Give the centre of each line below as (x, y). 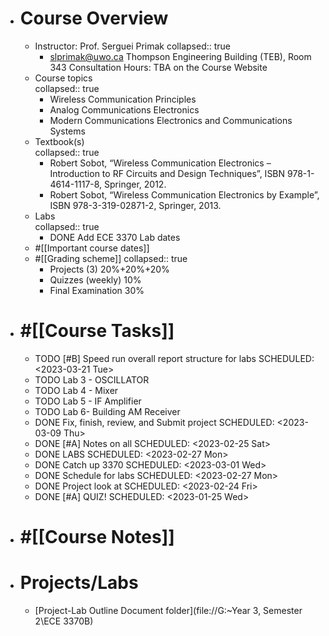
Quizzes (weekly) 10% (95, 279)
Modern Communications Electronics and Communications (171, 120)
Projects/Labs (79, 583)
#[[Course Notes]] (97, 537)
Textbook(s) (59, 141)
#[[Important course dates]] (92, 248)
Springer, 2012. (135, 184)
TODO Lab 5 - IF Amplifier (88, 401)
